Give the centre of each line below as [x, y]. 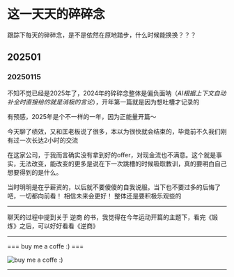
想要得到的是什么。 [35, 172]
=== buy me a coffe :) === [46, 246]
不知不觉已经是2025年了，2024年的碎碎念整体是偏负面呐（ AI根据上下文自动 [117, 93]
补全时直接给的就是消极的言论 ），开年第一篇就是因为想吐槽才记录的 [103, 102]
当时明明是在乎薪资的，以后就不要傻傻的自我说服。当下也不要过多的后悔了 [114, 187]
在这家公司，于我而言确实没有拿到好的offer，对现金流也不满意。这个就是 [112, 155]
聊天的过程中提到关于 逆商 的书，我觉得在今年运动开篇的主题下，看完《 [110, 217]
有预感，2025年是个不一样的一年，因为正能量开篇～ [82, 116]
